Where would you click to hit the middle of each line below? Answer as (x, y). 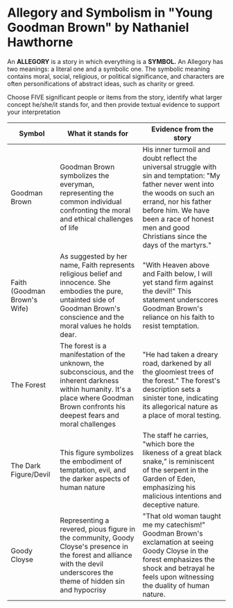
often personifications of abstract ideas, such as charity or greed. (101, 83)
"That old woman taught (182, 516)
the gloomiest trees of (178, 372)
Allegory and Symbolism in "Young (110, 13)
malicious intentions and (182, 496)
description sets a (172, 389)
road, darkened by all (177, 363)
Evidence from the (182, 129)
